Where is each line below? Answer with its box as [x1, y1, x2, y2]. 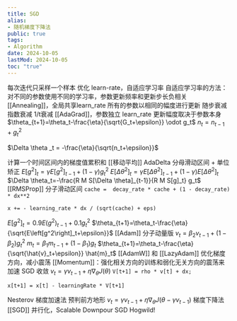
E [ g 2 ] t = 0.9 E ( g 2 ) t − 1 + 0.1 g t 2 [7, 217, 91, 228]
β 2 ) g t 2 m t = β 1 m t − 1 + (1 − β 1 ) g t [7, 238, 97, 250]
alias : [7, 17, 27, 24]
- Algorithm [7, 43, 42, 50]
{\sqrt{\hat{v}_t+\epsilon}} [7, 249, 84, 258]
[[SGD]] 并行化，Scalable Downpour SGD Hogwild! [7, 305, 156, 314]
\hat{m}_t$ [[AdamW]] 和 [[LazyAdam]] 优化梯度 [85, 249, 226, 258]
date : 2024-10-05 [7, 50, 59, 57]
